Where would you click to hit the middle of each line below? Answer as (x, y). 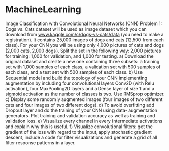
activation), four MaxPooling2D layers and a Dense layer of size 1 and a (80, 88)
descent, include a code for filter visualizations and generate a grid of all (81, 137)
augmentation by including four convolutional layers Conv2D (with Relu (80, 83)
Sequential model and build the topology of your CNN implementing (76, 78)
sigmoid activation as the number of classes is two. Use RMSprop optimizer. (85, 94)
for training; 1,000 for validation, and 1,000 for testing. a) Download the (79, 56)
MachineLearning (43, 9)
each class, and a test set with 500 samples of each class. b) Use (74, 72)
